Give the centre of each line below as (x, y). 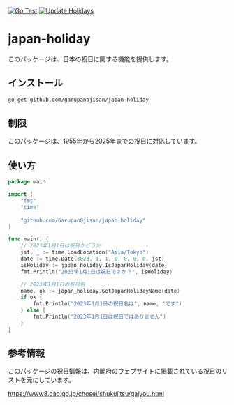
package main (27, 182)
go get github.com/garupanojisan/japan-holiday (79, 100)
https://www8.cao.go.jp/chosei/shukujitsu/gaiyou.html (86, 394)
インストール (36, 83)
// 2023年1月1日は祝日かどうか (60, 246)
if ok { (31, 297)
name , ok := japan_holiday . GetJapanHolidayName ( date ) (100, 291)
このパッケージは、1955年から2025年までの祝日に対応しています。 (104, 141)
